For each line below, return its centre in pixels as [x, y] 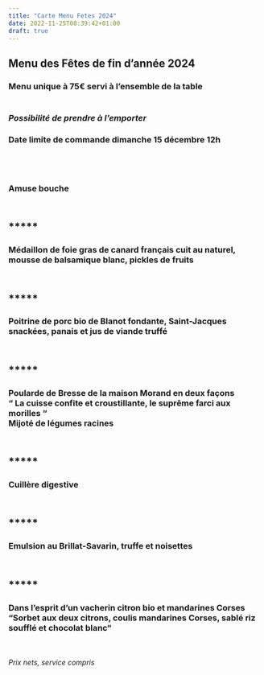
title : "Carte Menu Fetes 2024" [62, 16]
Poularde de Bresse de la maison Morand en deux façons [122, 393]
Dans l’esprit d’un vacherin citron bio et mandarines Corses [127, 607]
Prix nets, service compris [52, 663]
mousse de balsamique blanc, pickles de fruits [101, 260]
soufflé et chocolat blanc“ [60, 628]
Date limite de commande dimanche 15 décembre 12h [115, 139]
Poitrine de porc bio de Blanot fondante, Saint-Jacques [118, 321]
